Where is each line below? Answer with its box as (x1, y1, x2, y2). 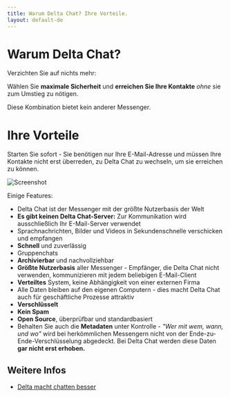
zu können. (7, 165, 39, 173)
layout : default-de (7, 17, 64, 23)
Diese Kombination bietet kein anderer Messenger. (7, 103, 151, 111)
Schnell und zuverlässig (17, 242, 86, 250)
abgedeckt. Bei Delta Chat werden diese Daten (83, 337, 216, 345)
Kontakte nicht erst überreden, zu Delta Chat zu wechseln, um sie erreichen (7, 157, 223, 166)
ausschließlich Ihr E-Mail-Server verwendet (17, 220, 142, 228)
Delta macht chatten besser (17, 383, 97, 391)
